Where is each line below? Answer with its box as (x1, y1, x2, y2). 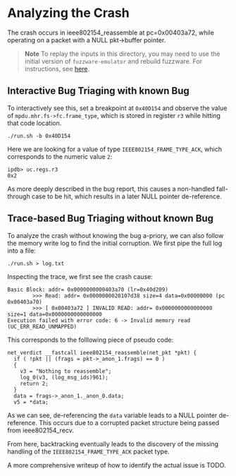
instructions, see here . (24, 64, 90, 73)
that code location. (7, 119, 62, 127)
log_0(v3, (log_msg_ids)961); (20, 374, 109, 381)
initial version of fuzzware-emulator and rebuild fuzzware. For (24, 56, 203, 65)
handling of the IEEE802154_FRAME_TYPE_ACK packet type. (7, 447, 170, 456)
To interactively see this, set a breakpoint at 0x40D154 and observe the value (7, 104, 228, 112)
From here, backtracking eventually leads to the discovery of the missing (7, 439, 219, 448)
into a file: (7, 246, 37, 255)
